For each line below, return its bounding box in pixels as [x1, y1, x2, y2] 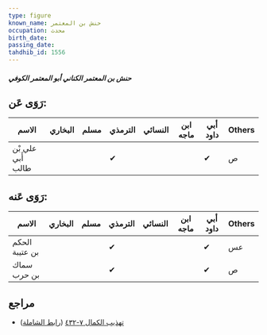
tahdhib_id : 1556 [8, 48, 66, 56]
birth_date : [8, 33, 48, 42]
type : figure [8, 11, 52, 20]
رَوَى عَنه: [8, 190, 48, 203]
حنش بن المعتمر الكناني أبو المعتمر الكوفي [8, 73, 132, 83]
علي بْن [12, 143, 37, 154]
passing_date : [8, 41, 56, 49]
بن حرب [12, 269, 40, 280]
